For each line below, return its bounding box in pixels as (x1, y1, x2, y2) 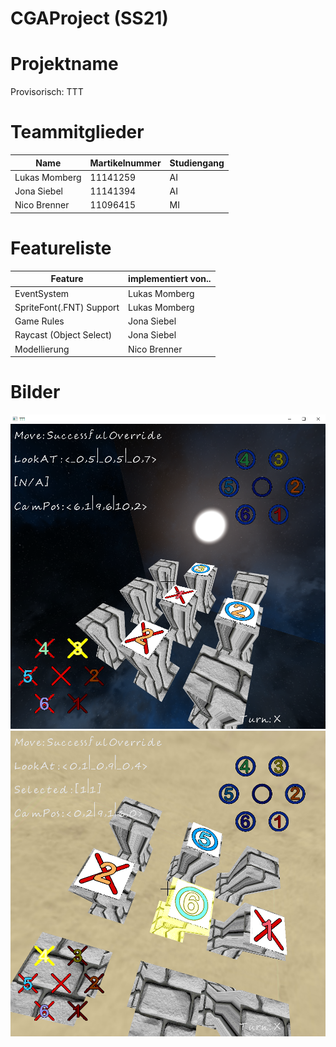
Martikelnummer (89, 157, 162, 169)
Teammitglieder (10, 121, 145, 144)
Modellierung (14, 343, 70, 355)
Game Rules (14, 315, 65, 327)
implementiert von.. (128, 273, 212, 285)
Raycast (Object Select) (14, 329, 113, 341)
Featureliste (10, 237, 112, 259)
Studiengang (169, 157, 225, 169)
